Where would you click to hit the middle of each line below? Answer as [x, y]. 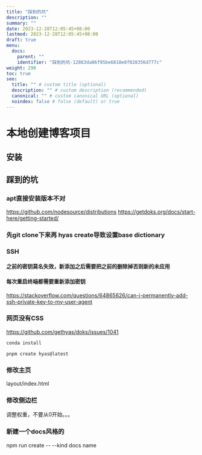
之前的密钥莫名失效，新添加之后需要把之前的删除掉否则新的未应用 [88, 266]
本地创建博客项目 [49, 133]
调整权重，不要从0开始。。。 [40, 415]
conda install [24, 343]
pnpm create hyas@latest [37, 354]
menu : [13, 46]
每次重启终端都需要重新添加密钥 [46, 281]
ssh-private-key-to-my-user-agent [49, 301]
